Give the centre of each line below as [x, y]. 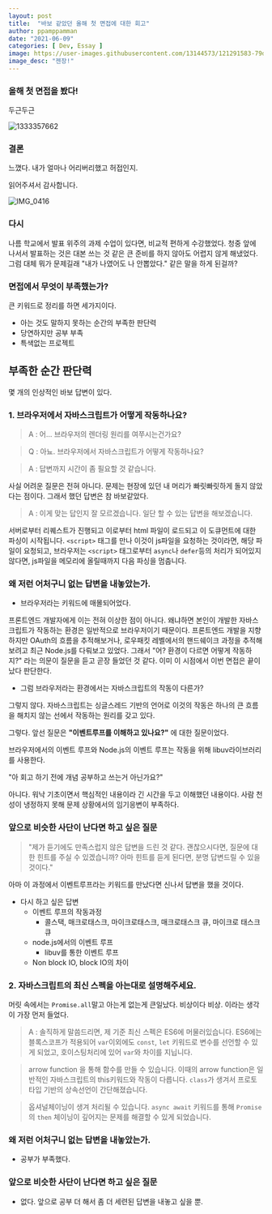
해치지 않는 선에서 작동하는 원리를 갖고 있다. [86, 716]
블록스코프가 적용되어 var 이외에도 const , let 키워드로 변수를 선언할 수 [139, 1042]
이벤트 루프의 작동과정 [67, 912]
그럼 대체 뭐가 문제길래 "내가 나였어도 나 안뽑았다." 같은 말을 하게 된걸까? [123, 263]
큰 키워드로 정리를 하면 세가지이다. [62, 306]
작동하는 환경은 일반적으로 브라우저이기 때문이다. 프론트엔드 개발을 [141, 631]
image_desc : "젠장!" [41, 62]
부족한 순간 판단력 [50, 371]
